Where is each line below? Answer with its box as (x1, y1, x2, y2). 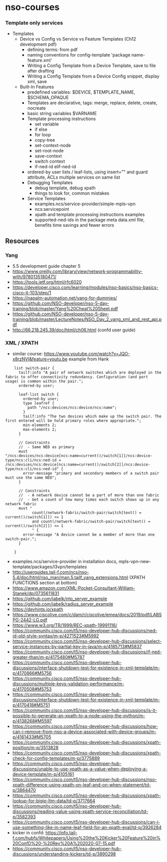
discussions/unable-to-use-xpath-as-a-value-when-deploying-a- (12, 766, 148, 772)
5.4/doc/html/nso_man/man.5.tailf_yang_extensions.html (12, 575, 129, 581)
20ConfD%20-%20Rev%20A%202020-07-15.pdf (12, 840, 116, 846)
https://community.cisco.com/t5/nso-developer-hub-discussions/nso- (12, 776, 157, 782)
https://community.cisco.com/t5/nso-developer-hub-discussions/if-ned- (12, 649, 162, 655)
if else (34, 127, 47, 133)
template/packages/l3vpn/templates (12, 564, 87, 570)
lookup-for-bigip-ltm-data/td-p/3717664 (12, 798, 96, 804)
